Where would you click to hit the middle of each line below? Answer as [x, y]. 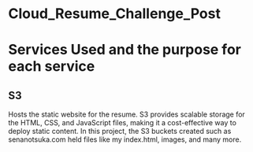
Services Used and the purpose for [125, 50]
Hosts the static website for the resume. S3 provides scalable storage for [127, 114]
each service [52, 67]
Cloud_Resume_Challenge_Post [114, 14]
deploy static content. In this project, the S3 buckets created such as [120, 132]
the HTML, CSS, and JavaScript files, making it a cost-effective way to [122, 123]
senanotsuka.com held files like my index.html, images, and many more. [125, 139]
